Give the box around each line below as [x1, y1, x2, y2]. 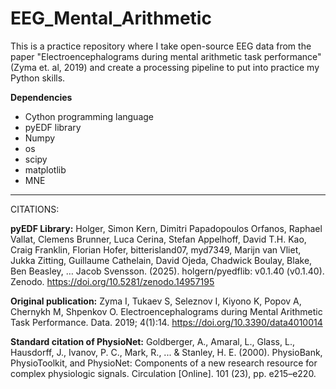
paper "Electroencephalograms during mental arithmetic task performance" [10, 50, 322, 62]
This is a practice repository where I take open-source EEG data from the [10, 40, 312, 52]
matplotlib [24, 163, 67, 176]
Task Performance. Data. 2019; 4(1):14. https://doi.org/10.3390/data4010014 [10, 316, 323, 328]
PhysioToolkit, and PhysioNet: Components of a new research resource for [10, 357, 318, 369]
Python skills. [10, 72, 66, 84]
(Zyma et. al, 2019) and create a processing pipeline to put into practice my [10, 61, 320, 73]
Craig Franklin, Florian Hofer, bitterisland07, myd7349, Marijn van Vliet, [10, 243, 302, 256]
